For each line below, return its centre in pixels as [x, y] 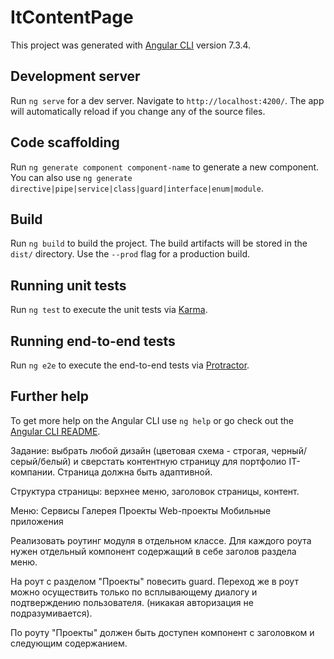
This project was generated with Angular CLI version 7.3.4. [131, 45]
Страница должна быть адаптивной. [135, 472]
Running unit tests [68, 285]
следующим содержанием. [69, 643]
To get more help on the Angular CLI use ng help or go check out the [152, 420]
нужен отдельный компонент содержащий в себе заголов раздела [153, 551]
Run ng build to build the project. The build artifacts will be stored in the [159, 243]
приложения [37, 521]
